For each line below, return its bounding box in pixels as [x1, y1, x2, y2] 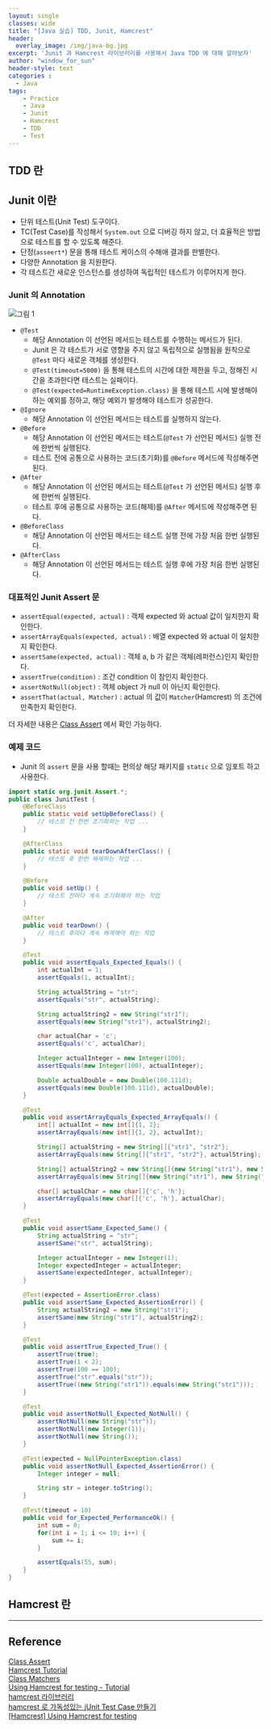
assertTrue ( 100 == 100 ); [37, 1366, 121, 1374]
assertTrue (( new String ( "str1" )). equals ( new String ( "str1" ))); [37, 1380, 254, 1388]
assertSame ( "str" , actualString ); [37, 1239, 153, 1247]
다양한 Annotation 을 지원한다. [19, 257, 117, 266]
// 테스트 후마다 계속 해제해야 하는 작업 [37, 929, 155, 937]
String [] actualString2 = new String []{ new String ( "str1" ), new [37, 1165, 258, 1173]
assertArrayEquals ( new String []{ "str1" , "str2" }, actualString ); [37, 1150, 262, 1158]
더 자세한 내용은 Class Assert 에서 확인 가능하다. [8, 719, 162, 729]
